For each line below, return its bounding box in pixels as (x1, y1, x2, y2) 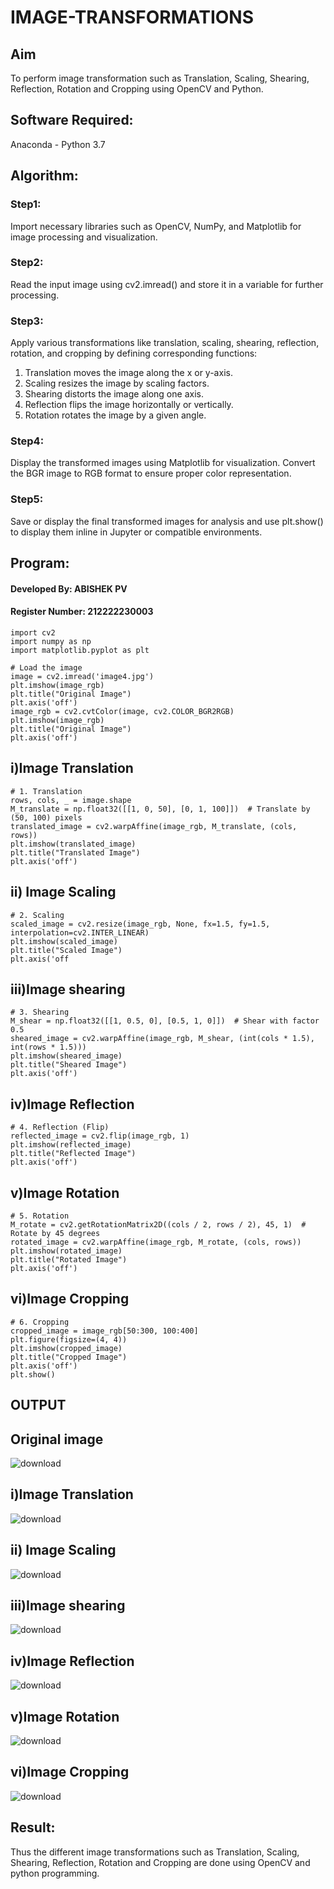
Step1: (10, 197, 42, 211)
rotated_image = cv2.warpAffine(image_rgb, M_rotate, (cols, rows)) (10, 1237, 302, 1247)
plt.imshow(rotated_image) (10, 1246, 123, 1256)
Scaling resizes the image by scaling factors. (24, 377, 210, 390)
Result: (10, 1819, 56, 1836)
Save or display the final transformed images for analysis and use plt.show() (10, 515, 324, 527)
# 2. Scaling (10, 910, 65, 920)
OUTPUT (10, 1397, 67, 1414)
